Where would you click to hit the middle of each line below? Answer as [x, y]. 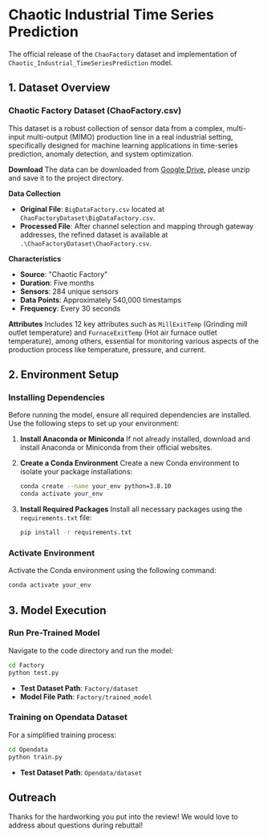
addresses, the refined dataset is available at [94, 234]
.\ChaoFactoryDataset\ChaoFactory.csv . [86, 243]
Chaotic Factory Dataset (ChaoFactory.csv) [95, 111]
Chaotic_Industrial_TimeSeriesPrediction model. [91, 63]
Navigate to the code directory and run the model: [91, 650]
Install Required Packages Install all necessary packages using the [131, 509]
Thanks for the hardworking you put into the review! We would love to [123, 817]
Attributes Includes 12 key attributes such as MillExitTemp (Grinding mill [128, 323]
